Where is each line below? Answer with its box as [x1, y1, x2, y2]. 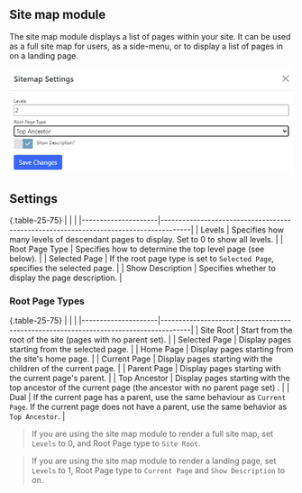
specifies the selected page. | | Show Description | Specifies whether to [9, 263, 277, 274]
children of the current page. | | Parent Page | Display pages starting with [9, 363, 281, 374]
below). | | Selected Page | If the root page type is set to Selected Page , [9, 253, 275, 264]
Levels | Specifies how [200, 224, 285, 235]
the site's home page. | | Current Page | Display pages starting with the [9, 353, 273, 364]
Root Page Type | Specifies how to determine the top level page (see [9, 243, 265, 255]
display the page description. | [9, 272, 123, 283]
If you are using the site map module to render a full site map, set [31, 428, 273, 440]
